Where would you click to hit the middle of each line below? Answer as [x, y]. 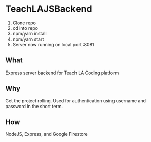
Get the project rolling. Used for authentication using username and [75, 101]
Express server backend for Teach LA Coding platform [62, 73]
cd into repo [25, 28]
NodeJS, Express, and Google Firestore [46, 134]
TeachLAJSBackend [49, 9]
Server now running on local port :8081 [53, 44]
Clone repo [24, 23]
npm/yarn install [29, 33]
